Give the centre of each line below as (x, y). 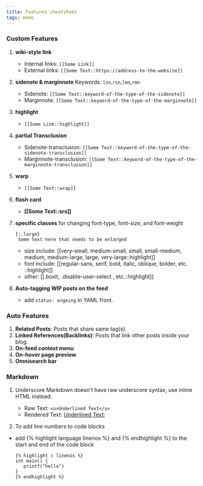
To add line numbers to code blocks (60, 427)
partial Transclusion (41, 135)
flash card (28, 199)
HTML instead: (33, 397)
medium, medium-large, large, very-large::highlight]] (90, 257)
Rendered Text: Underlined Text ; (65, 415)
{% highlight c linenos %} (49, 456)
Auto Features (28, 316)
